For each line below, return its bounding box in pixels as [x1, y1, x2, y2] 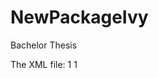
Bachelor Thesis [10, 39, 78, 51]
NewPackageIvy [10, 6, 149, 29]
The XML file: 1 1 [10, 58, 78, 70]
